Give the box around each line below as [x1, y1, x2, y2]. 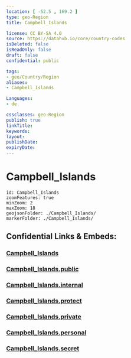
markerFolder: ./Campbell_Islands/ [6, 215, 94, 222]
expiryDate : [6, 145, 35, 151]
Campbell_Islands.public [6, 265, 79, 274]
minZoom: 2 [6, 200, 33, 206]
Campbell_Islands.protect [6, 297, 83, 305]
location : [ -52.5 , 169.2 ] [6, 8, 78, 15]
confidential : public [6, 57, 60, 64]
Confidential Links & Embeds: [6, 232, 117, 242]
